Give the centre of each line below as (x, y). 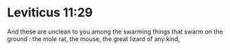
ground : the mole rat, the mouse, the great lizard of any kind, (93, 38)
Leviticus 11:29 (50, 13)
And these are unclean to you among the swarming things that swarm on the (115, 32)
